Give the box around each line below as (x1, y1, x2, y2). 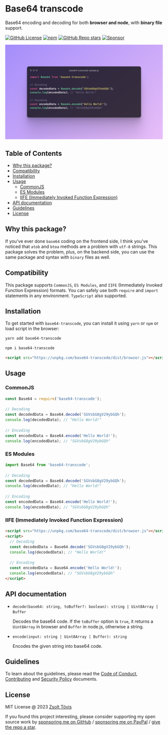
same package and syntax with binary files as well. (5, 254, 111, 260)
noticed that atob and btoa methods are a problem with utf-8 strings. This (5, 243, 157, 250)
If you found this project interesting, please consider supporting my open (5, 713, 156, 719)
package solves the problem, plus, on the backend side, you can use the (5, 249, 155, 255)
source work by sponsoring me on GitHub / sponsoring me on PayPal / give (5, 719, 160, 725)
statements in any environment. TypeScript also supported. (5, 293, 127, 299)
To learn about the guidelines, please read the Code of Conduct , (5, 671, 138, 677)
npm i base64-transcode (5, 346, 55, 351)
